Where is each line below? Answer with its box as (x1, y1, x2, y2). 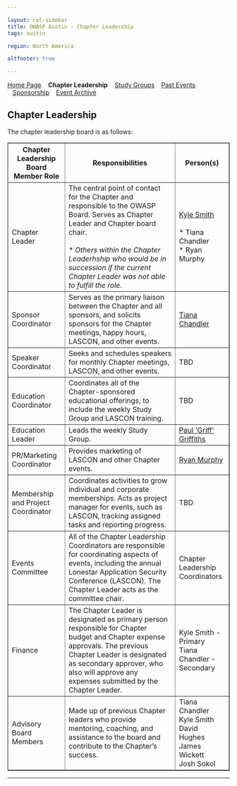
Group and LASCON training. (68, 413, 164, 423)
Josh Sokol (178, 758, 216, 768)
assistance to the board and (68, 732, 161, 742)
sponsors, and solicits (68, 310, 141, 319)
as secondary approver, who (68, 658, 164, 668)
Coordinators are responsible (68, 540, 165, 550)
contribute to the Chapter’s (68, 741, 157, 751)
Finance (11, 645, 39, 655)
